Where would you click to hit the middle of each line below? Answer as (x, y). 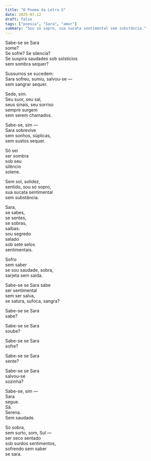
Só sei (12, 151)
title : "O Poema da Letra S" (35, 10)
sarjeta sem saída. (24, 275)
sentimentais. (19, 250)
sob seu (13, 161)
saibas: (12, 229)
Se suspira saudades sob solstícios (41, 59)
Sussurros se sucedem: (29, 74)
